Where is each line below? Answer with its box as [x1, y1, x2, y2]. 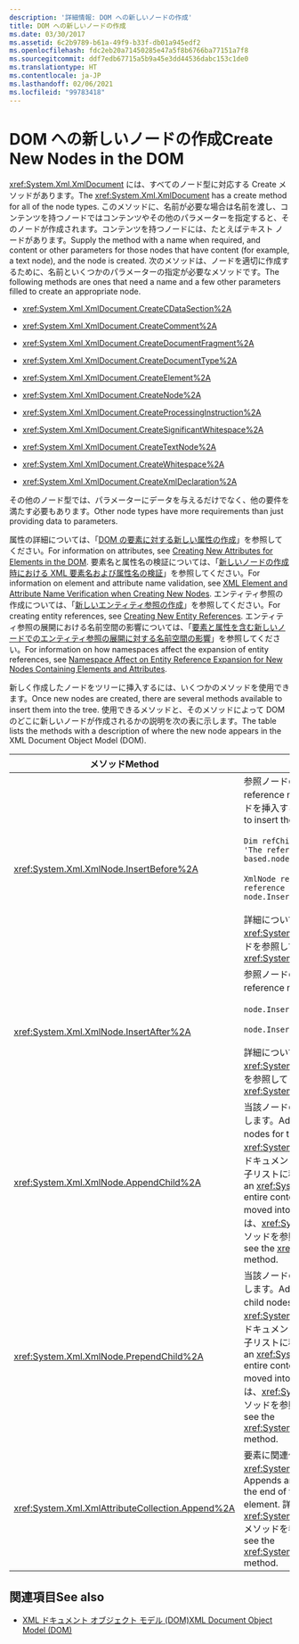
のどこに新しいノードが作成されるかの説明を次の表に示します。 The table [9, 716, 278, 727]
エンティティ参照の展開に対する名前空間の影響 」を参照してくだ [39, 633, 273, 643]
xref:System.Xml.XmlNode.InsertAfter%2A [13, 1025, 191, 1038]
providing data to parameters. [9, 516, 118, 527]
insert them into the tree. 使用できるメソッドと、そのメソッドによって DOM [9, 704, 286, 715]
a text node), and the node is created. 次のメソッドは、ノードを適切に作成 [9, 255, 282, 266]
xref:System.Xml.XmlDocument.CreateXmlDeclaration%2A [21, 477, 238, 487]
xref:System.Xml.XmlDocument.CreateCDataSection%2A [21, 303, 232, 314]
